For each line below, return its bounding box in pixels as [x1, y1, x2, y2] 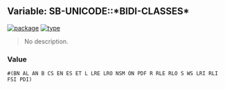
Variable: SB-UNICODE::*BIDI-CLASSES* [7, 6, 190, 17]
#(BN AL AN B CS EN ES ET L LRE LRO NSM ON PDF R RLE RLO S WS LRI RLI [7, 70, 218, 77]
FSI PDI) [7, 76, 33, 83]
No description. [24, 37, 69, 46]
